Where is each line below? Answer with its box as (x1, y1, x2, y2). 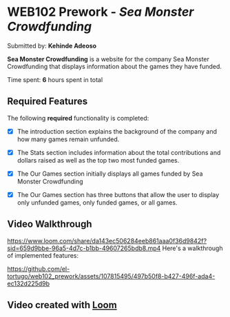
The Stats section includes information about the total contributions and (17, 148, 221, 156)
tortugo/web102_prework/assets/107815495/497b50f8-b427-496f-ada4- (7, 272, 216, 280)
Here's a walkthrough (162, 244, 223, 252)
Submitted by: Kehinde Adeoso (7, 41, 97, 50)
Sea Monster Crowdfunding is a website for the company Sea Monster (7, 54, 210, 63)
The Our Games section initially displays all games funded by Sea (17, 170, 203, 178)
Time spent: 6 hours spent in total (7, 75, 103, 83)
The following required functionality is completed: (7, 114, 149, 122)
